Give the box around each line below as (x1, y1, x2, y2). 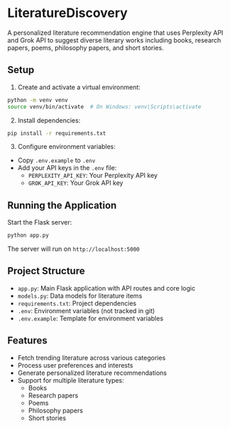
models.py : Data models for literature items (17, 291, 143, 300)
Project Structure (7, 265, 85, 277)
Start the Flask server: (7, 218, 72, 227)
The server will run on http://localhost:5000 (7, 244, 140, 253)
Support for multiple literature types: (17, 376, 124, 384)
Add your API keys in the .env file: (17, 164, 117, 172)
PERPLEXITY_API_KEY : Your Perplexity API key (28, 171, 158, 180)
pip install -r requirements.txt (7, 130, 106, 137)
